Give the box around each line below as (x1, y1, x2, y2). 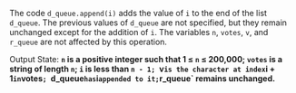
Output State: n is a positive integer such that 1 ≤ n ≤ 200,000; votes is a (9, 54, 283, 64)
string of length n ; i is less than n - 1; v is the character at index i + (9, 63, 275, 74)
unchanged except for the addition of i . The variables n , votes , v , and (9, 27, 269, 37)
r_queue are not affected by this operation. (9, 36, 168, 47)
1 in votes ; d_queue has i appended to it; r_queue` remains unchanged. (9, 73, 275, 84)
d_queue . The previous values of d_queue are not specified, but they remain (9, 17, 288, 28)
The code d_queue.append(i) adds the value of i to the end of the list (9, 8, 268, 18)
